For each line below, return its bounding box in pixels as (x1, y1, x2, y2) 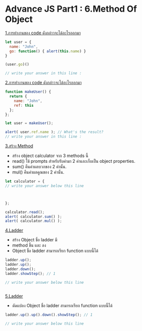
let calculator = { (5, 179, 45, 184)
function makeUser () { (5, 89, 51, 95)
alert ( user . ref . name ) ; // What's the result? (5, 130, 104, 135)
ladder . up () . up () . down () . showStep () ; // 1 (5, 312, 93, 317)
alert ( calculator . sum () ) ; (5, 214, 62, 219)
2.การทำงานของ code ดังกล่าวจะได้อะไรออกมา (5, 79, 82, 86)
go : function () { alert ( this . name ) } (9, 49, 86, 54)
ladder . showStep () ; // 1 (5, 271, 56, 276)
